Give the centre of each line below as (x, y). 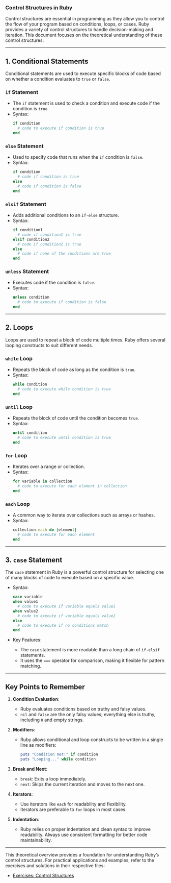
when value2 (25, 611)
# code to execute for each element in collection (72, 486)
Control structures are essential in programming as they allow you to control (85, 19)
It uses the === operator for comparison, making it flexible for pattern (92, 660)
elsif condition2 (31, 239)
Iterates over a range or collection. (49, 467)
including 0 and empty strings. (52, 720)
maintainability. (36, 840)
